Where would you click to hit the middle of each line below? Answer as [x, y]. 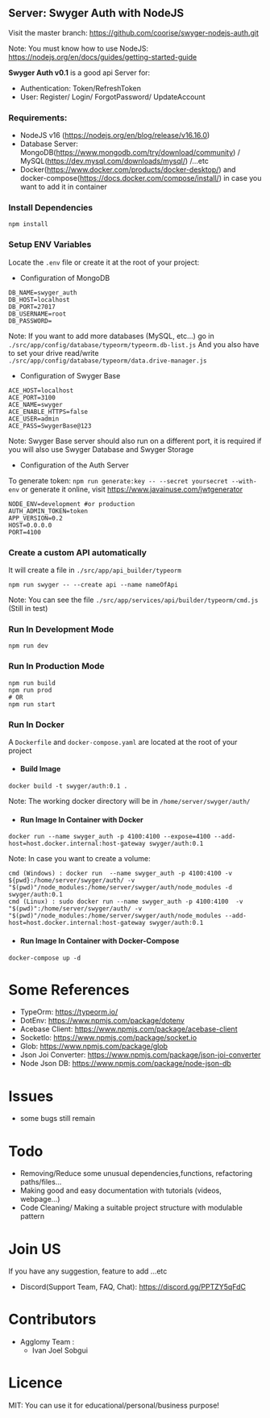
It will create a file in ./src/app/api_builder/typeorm [95, 570]
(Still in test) [28, 608]
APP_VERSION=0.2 [35, 518]
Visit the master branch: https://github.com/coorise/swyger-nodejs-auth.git [134, 32]
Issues [31, 1096]
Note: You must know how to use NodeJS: [79, 48]
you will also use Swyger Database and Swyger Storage [101, 449]
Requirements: [38, 118]
